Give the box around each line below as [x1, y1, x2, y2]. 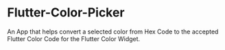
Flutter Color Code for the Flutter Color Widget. [7, 34, 141, 42]
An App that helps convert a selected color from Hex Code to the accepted [7, 27, 219, 36]
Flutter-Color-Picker [7, 5, 125, 21]
